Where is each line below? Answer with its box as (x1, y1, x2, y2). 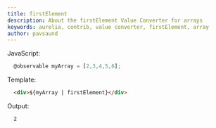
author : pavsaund (7, 30, 58, 37)
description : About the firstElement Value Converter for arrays (7, 17, 203, 24)
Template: (7, 75, 37, 84)
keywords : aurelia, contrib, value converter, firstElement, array (7, 23, 210, 30)
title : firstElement (7, 10, 68, 18)
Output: (7, 102, 30, 110)
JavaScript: (7, 49, 41, 58)
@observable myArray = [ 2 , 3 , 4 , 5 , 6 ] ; (13, 63, 121, 70)
